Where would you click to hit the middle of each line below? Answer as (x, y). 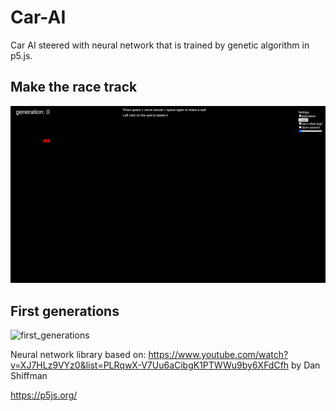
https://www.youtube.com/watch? (218, 355)
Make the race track (74, 87)
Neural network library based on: (78, 355)
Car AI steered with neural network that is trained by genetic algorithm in (160, 45)
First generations (65, 311)
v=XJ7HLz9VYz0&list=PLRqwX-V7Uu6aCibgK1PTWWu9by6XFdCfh (150, 365)
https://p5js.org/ (44, 395)
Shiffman (29, 376)
